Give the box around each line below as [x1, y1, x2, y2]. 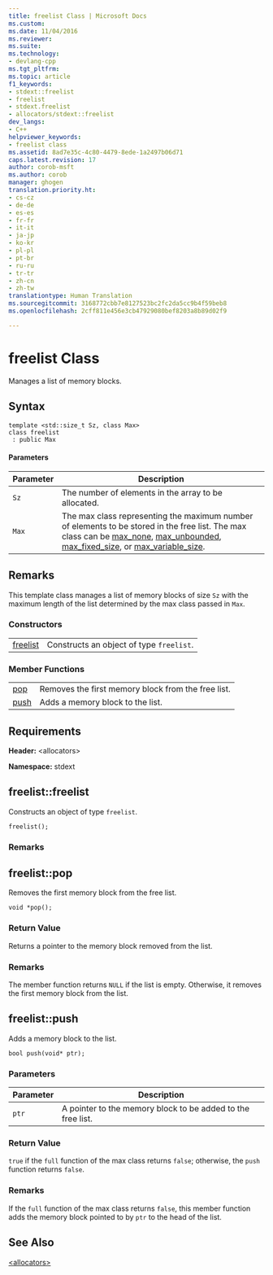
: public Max [11, 435, 57, 443]
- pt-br [8, 254, 35, 262]
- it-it [8, 224, 35, 232]
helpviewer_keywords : [8, 133, 82, 141]
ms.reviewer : [8, 34, 53, 43]
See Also [8, 1236, 54, 1250]
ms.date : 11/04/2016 [8, 27, 79, 35]
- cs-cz [8, 193, 35, 202]
